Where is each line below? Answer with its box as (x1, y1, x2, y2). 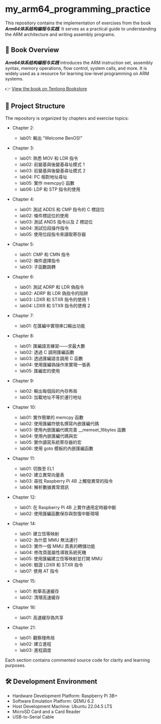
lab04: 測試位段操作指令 (19, 225, 69, 231)
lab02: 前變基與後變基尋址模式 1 (19, 161, 85, 167)
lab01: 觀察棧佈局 (19, 635, 55, 641)
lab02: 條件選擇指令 (19, 257, 60, 264)
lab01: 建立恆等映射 (19, 530, 59, 537)
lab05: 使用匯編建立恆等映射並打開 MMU (19, 555, 103, 562)
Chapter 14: (12, 520, 36, 526)
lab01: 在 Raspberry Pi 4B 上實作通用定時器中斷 (19, 504, 116, 510)
